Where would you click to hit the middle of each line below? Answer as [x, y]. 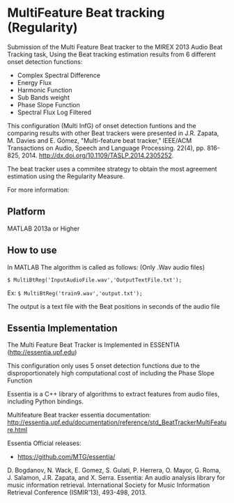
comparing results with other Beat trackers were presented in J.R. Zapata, [113, 133]
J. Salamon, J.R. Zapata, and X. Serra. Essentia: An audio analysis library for [116, 478]
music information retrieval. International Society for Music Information [109, 485]
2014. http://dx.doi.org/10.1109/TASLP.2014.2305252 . [98, 155]
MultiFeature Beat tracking [86, 13]
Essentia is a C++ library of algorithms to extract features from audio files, [114, 394]
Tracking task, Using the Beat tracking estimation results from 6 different [111, 54]
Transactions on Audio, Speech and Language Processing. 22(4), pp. [106, 148]
